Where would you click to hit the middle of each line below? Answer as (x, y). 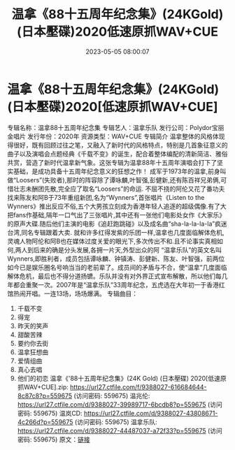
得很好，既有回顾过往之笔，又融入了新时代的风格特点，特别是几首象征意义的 (117, 145)
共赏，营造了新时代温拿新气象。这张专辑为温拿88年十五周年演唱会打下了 (112, 162)
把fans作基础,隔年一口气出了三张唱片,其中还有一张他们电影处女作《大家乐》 (116, 215)
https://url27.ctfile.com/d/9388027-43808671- (151, 413)
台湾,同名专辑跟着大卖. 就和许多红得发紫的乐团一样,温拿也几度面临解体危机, (116, 232)
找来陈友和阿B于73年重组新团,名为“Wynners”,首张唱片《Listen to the (106, 197)
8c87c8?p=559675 (45, 395)
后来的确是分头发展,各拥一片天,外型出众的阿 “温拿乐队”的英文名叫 (128, 249)
